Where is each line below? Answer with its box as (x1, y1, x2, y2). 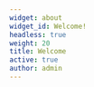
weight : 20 (9, 38, 51, 48)
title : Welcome (9, 47, 67, 56)
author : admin (9, 64, 63, 73)
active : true (9, 55, 59, 64)
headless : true (9, 30, 67, 39)
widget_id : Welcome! (9, 22, 88, 31)
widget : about (9, 13, 63, 23)
